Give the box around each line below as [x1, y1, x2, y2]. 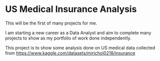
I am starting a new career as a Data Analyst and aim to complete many [5, 29, 152, 35]
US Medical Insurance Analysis [5, 3, 137, 15]
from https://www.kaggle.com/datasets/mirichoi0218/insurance [5, 50, 136, 56]
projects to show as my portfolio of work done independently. [5, 35, 132, 41]
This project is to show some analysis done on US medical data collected [5, 44, 156, 50]
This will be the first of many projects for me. [5, 20, 97, 26]
